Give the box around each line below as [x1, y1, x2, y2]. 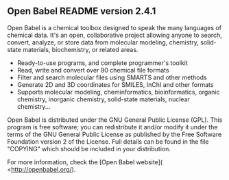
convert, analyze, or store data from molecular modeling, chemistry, [7, 38, 199, 47]
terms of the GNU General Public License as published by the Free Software [7, 130, 222, 138]
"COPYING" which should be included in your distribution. [7, 144, 171, 153]
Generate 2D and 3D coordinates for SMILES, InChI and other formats [16, 80, 214, 88]
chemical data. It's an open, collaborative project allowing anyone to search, [7, 31, 223, 39]
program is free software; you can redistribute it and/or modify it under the [7, 123, 218, 131]
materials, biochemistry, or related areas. [23, 45, 138, 53]
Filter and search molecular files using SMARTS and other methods [16, 73, 207, 81]
